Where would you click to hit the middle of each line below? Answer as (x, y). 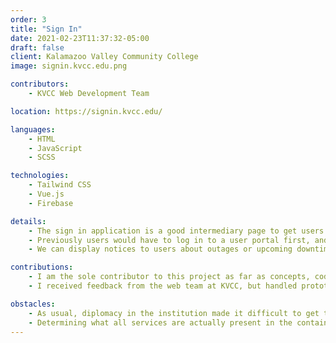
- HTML (42, 139)
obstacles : (33, 304)
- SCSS (42, 157)
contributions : (42, 267)
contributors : (40, 84)
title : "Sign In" (46, 29)
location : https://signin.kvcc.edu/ (86, 111)
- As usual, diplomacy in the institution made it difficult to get (174, 313)
